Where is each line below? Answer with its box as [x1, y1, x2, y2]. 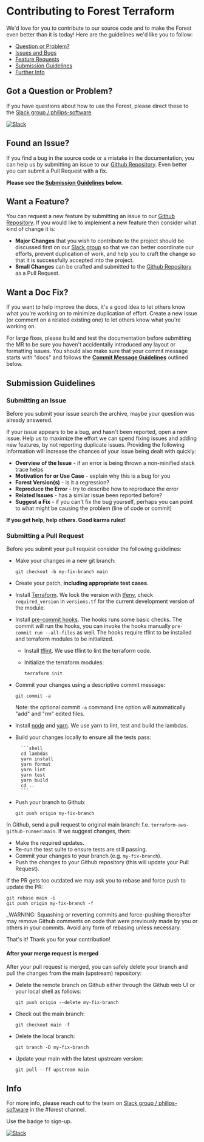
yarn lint [21, 767, 46, 773]
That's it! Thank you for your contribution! [6, 936, 110, 943]
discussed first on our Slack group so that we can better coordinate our [15, 244, 194, 251]
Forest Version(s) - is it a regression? [15, 478, 109, 486]
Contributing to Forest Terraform [6, 4, 175, 18]
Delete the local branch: [15, 1033, 75, 1040]
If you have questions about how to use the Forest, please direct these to [6, 102, 189, 109]
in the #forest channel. [29, 1106, 86, 1113]
